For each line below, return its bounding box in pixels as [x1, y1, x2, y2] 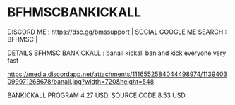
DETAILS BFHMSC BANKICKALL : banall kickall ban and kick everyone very [7, 49, 227, 57]
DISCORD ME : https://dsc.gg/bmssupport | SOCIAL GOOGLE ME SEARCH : [7, 27, 227, 36]
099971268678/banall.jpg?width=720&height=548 [7, 77, 155, 85]
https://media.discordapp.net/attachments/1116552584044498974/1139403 [7, 70, 228, 78]
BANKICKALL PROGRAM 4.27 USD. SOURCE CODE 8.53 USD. [7, 91, 187, 99]
